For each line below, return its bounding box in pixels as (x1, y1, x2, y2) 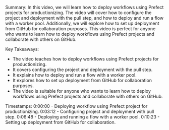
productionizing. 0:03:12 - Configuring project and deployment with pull (5, 108, 154, 114)
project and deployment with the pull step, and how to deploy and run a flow (5, 15, 164, 21)
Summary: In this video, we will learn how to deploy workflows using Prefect (5, 5, 164, 10)
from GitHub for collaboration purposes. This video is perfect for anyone (5, 26, 156, 32)
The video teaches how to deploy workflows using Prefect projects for (12, 56, 159, 62)
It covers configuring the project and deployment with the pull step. (12, 67, 153, 73)
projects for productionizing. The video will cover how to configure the (5, 10, 152, 16)
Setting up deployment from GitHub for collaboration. (5, 119, 116, 125)
